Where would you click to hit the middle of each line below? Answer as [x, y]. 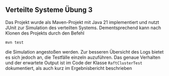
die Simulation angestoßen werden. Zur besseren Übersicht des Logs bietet [84, 52]
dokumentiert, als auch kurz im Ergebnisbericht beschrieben [69, 68]
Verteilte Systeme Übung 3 [49, 10]
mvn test [15, 42]
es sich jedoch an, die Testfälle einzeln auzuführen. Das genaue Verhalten [83, 57]
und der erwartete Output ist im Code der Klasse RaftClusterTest [74, 63]
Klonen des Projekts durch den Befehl [45, 33]
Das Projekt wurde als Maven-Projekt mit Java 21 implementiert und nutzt [82, 22]
